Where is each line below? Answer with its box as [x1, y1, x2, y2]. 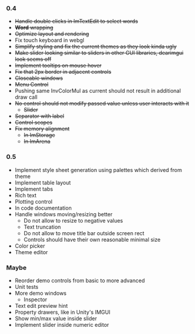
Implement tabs [14, 185, 54, 192]
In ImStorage [23, 132, 55, 139]
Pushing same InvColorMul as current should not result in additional [14, 88, 181, 95]
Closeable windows [14, 74, 64, 82]
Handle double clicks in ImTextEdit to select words [14, 18, 139, 25]
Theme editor [14, 248, 48, 255]
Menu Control [14, 81, 49, 88]
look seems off [14, 55, 52, 63]
